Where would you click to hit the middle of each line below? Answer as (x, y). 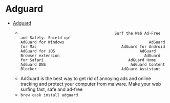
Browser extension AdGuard (90, 56)
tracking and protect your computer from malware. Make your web (91, 84)
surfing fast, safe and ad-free (51, 89)
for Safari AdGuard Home (88, 60)
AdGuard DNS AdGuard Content (93, 64)
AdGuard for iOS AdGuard (88, 51)
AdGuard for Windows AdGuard (93, 42)
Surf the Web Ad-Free (137, 33)
